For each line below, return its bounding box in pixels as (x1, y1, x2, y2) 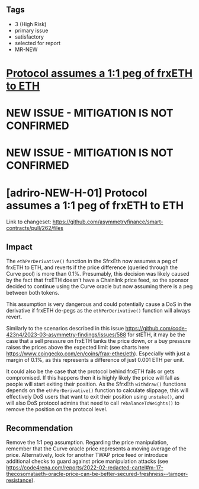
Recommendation (6, 423, 73, 433)
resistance (6, 477, 32, 484)
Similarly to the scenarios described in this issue (6, 325, 124, 332)
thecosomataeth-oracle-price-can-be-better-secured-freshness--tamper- (6, 470, 188, 477)
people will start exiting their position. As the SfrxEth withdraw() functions (6, 380, 187, 388)
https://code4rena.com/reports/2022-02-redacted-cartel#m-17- (6, 463, 164, 471)
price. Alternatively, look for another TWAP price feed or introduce (6, 451, 168, 458)
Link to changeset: (6, 218, 52, 225)
